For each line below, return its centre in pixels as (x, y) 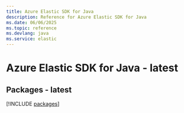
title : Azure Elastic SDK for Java (50, 11)
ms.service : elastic (32, 39)
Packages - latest (39, 90)
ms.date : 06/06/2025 (32, 22)
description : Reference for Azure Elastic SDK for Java (76, 17)
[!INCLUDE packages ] (33, 104)
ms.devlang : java (28, 34)
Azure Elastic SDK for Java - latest (92, 68)
